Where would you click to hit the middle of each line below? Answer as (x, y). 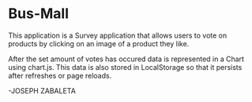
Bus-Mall (39, 14)
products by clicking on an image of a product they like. (99, 43)
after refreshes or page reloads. (60, 75)
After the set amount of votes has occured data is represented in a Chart (126, 59)
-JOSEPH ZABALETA (42, 90)
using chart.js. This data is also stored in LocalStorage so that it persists (125, 67)
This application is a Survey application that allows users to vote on (118, 35)
